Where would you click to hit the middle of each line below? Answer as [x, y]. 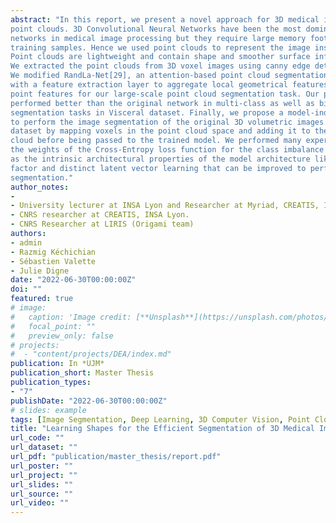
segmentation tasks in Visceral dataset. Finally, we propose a [147, 112]
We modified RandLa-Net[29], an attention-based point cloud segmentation [169, 76]
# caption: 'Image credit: [71, 317]
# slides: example [48, 410]
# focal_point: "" [53, 326]
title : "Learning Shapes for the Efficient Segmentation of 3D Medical [162, 429]
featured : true [42, 299]
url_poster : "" [42, 466]
